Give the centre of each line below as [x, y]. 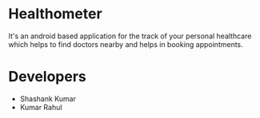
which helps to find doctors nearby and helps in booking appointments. [126, 44]
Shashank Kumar [48, 98]
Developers [47, 77]
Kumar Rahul [41, 107]
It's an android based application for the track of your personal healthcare [130, 36]
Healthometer [55, 14]
